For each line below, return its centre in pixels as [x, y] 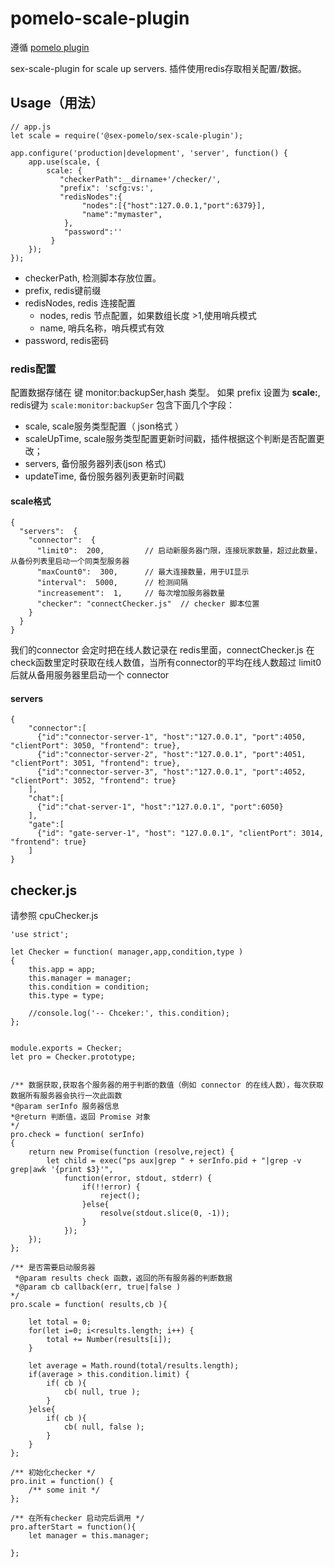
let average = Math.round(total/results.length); [134, 1366]
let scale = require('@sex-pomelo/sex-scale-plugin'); [127, 135]
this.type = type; [66, 996]
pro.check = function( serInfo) [77, 1135]
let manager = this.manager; [89, 1536]
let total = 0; [60, 1322]
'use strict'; [40, 935]
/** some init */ [64, 1490]
